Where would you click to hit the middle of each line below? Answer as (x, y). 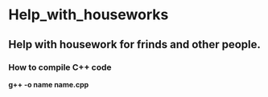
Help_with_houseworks (89, 15)
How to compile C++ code (60, 67)
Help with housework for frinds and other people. (135, 44)
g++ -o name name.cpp (49, 84)
